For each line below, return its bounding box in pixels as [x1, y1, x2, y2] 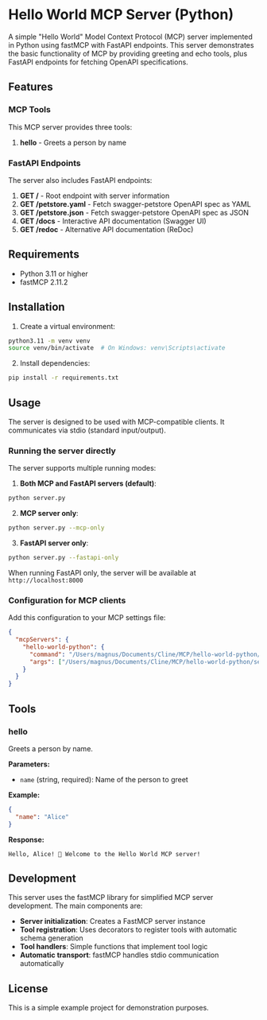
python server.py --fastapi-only [8, 554, 119, 562]
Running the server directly [8, 445, 117, 456]
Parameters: [8, 759, 50, 769]
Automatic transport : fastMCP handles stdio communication [19, 950, 219, 960]
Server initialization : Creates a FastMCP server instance [19, 917, 206, 926]
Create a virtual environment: [19, 321, 115, 331]
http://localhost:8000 [8, 576, 83, 584]
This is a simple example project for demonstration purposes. [8, 1003, 209, 1013]
